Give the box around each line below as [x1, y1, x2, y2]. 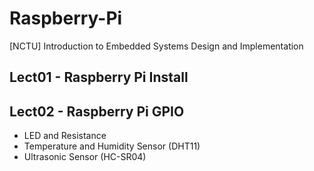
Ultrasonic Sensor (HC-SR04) [23, 151, 147, 163]
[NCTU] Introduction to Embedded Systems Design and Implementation [9, 40, 304, 52]
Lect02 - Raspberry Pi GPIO [9, 103, 185, 120]
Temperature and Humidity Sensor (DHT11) [23, 140, 201, 152]
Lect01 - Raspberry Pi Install [9, 69, 189, 86]
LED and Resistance [23, 130, 107, 142]
